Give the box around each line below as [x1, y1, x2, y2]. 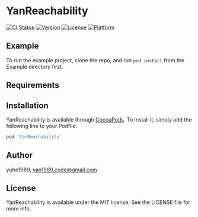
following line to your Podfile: [6, 122, 78, 129]
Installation [6, 100, 49, 110]
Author [6, 150, 33, 161]
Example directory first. [6, 63, 63, 70]
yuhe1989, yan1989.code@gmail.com [6, 166, 98, 173]
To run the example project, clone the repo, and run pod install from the [6, 56, 185, 63]
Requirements [6, 80, 59, 90]
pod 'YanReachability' [6, 133, 62, 140]
